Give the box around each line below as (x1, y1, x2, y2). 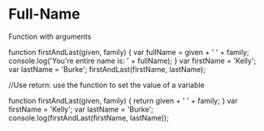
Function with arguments (8, 32, 92, 41)
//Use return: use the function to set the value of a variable (8, 80, 205, 90)
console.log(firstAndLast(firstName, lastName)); (8, 112, 169, 122)
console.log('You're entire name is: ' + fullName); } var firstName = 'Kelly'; (8, 56, 257, 65)
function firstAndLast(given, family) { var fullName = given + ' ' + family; (8, 47, 249, 57)
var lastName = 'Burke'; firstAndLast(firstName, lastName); (8, 64, 206, 74)
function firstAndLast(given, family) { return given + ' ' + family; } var (8, 95, 238, 105)
